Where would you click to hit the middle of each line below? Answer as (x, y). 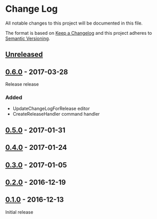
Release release (22, 84)
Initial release (19, 212)
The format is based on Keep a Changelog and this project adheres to (79, 33)
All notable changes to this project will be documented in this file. (74, 23)
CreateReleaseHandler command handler (56, 114)
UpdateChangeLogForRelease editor (51, 108)
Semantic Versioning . (28, 38)
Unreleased (24, 54)
